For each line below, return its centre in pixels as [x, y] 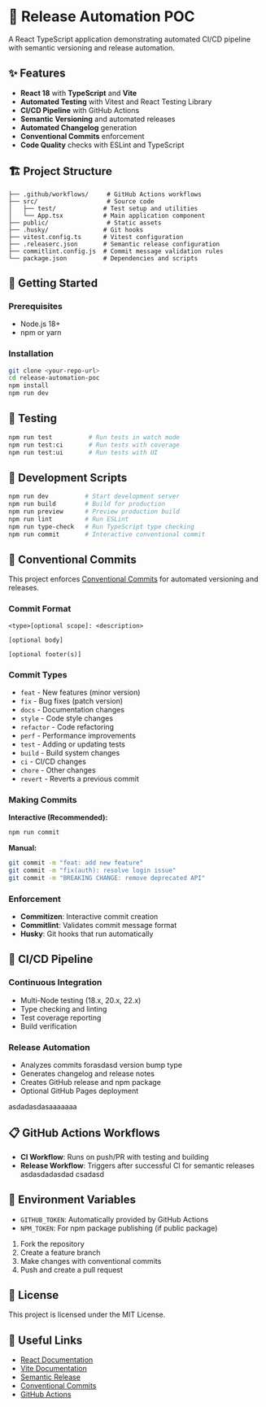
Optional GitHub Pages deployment [79, 1091]
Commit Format [40, 609]
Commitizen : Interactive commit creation [89, 917]
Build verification [48, 1026]
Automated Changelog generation [78, 127]
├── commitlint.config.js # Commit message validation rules [116, 251]
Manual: [23, 848]
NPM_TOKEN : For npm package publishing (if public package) [119, 1228]
